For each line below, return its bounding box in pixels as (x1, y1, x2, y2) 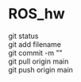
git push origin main (8, 64, 74, 74)
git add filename (8, 39, 62, 49)
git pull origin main (8, 57, 69, 66)
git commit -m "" (8, 48, 64, 57)
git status (8, 31, 39, 41)
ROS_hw (8, 5, 65, 23)
